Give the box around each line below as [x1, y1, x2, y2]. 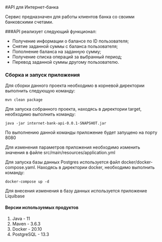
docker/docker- [121, 159, 153, 165]
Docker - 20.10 [12, 226, 42, 232]
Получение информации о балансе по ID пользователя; [12, 38, 129, 44]
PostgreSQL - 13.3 [12, 231, 49, 237]
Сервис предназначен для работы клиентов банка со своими [5, 14, 135, 19]
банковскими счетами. [5, 19, 54, 25]
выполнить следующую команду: [5, 88, 75, 94]
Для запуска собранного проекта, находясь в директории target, [5, 106, 142, 112]
